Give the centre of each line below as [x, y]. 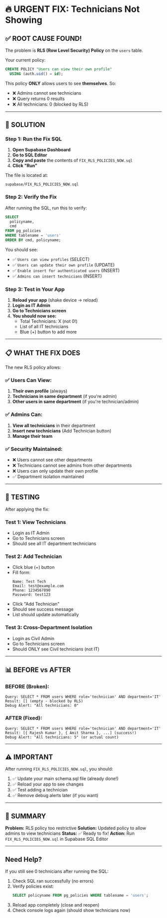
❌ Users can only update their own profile [55, 471]
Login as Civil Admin [33, 638]
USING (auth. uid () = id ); [37, 74]
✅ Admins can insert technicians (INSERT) [57, 276]
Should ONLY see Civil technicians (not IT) [56, 649]
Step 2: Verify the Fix [31, 197]
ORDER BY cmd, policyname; [33, 240]
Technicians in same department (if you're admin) [65, 396]
